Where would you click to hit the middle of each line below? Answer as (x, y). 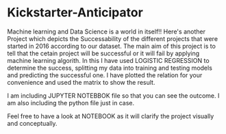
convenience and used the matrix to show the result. (81, 82)
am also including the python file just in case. (71, 103)
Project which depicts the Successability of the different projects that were (112, 38)
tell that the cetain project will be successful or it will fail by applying (103, 53)
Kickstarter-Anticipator (75, 13)
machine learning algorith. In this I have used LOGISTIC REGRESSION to (109, 60)
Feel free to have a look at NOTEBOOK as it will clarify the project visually (111, 116)
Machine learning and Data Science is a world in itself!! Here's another (106, 31)
